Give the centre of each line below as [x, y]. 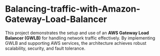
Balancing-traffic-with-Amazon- [73, 9]
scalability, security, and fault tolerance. [45, 48]
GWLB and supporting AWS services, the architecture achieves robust [76, 43]
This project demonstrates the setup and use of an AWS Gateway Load [77, 33]
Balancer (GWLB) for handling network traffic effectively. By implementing [80, 38]
